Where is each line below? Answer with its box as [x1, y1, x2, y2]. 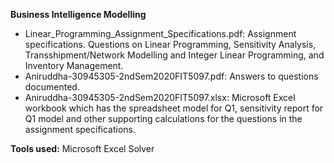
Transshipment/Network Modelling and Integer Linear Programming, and [24, 49, 325, 61]
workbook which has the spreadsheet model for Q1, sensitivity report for [24, 102, 324, 114]
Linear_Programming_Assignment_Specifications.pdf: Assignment [24, 28, 297, 39]
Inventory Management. [24, 60, 124, 71]
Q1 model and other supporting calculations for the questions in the [24, 113, 303, 124]
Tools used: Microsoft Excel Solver [10, 143, 155, 154]
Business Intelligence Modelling [10, 9, 147, 20]
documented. [24, 81, 80, 93]
